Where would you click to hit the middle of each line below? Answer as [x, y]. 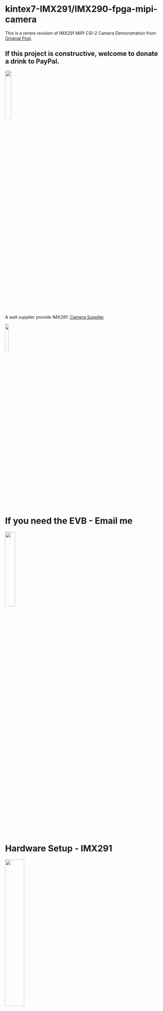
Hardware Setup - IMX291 [59, 848]
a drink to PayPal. [32, 62]
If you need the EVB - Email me [69, 520]
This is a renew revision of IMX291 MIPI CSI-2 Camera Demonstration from [81, 33]
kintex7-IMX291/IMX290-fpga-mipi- [81, 9]
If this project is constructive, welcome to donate [81, 54]
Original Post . [19, 38]
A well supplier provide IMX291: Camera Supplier [54, 317]
